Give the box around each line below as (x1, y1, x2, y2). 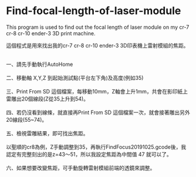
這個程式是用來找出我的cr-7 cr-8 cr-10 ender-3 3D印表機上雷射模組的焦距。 (6, 42, 189, 49)
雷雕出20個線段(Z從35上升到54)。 (6, 95, 89, 102)
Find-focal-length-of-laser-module (6, 4, 181, 18)
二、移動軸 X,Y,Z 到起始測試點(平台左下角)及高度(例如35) (6, 74, 144, 81)
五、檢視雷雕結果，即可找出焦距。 (6, 129, 89, 136)
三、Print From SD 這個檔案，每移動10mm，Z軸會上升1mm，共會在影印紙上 (6, 88, 188, 95)
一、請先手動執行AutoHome (6, 61, 73, 68)
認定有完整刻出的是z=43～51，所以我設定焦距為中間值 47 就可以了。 (6, 151, 172, 158)
